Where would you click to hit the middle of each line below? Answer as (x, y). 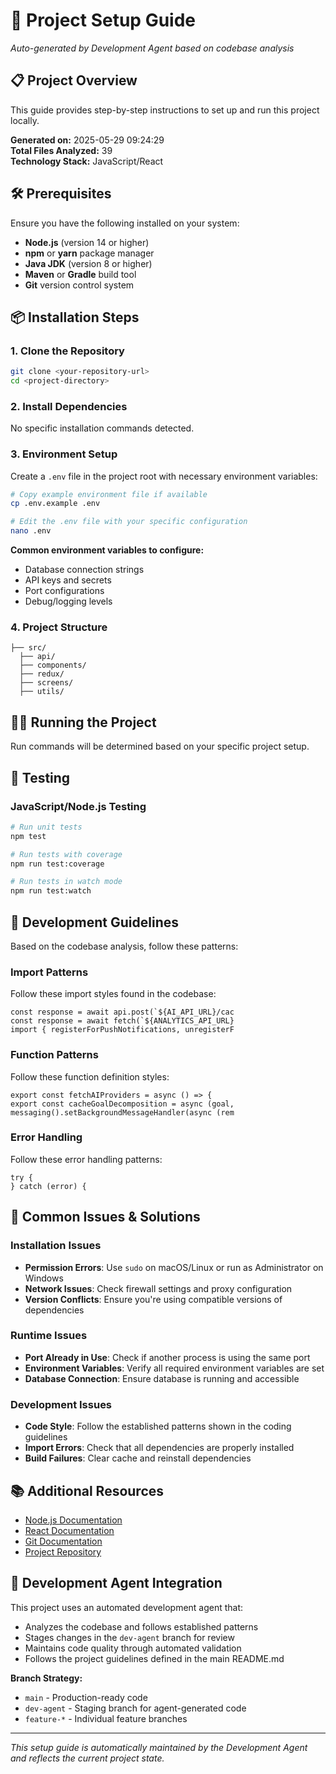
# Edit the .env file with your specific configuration (129, 522)
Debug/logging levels (68, 601)
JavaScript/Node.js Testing (78, 806)
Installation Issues (56, 1246)
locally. (25, 120)
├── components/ (53, 665)
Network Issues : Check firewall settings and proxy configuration (158, 1288)
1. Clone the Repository (67, 351)
